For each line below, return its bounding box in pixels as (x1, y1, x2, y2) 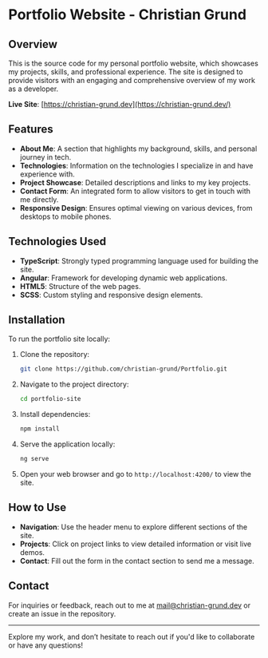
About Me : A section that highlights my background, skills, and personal (19, 144, 258, 153)
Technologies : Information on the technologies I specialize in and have (19, 161, 254, 170)
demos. (19, 547, 45, 557)
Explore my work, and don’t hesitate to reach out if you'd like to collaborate (8, 632, 255, 641)
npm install (19, 425, 60, 433)
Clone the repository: (19, 350, 90, 359)
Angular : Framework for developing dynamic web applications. (19, 273, 228, 283)
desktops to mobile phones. (19, 212, 112, 221)
